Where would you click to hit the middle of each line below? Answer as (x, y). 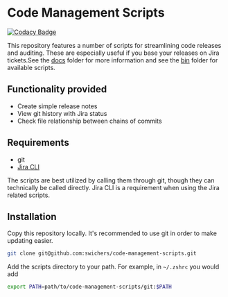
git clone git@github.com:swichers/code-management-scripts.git (102, 254)
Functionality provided (57, 89)
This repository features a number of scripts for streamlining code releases (114, 45)
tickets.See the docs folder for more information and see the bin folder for (113, 60)
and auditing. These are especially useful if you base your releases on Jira (113, 53)
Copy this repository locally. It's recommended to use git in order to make (112, 233)
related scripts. (29, 195)
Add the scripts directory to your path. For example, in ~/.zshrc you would (113, 267)
